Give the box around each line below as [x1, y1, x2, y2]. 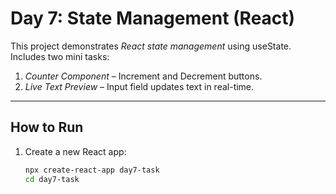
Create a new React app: [24, 145, 127, 157]
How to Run [10, 119, 84, 136]
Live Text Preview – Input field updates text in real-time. [24, 80, 255, 92]
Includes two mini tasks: [10, 50, 110, 62]
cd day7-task [24, 174, 80, 184]
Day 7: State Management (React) [10, 7, 296, 30]
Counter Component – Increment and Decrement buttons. [24, 70, 263, 82]
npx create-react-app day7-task [24, 165, 160, 175]
